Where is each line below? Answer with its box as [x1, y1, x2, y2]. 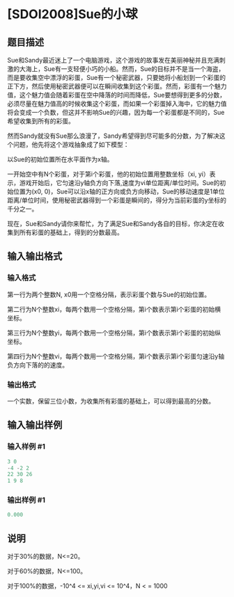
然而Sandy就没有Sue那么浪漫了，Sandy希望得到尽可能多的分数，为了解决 [7, 132, 219, 140]
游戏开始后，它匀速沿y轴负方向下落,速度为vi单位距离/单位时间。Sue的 [19, 179, 220, 186]
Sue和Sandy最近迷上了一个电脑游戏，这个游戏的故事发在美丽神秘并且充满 [7, 56, 220, 64]
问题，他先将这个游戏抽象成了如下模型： [13, 141, 130, 148]
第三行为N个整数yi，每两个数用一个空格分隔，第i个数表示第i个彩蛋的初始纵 [7, 328, 221, 337]
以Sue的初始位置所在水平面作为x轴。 [7, 155, 114, 164]
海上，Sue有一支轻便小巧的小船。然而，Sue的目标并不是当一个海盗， [25, 65, 225, 73]
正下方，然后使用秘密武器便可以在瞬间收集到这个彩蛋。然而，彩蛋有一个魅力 [7, 82, 227, 90]
